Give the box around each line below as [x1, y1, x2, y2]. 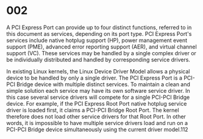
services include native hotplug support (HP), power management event [6, 36, 188, 44]
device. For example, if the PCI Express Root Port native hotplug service [6, 100, 187, 107]
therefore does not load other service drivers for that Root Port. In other [6, 113, 186, 120]
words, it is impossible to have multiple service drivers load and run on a [6, 119, 188, 126]
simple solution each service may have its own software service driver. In [6, 87, 190, 94]
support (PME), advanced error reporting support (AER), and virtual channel [6, 43, 197, 50]
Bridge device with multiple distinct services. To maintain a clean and [16, 80, 191, 88]
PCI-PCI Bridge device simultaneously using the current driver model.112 [6, 126, 188, 133]
